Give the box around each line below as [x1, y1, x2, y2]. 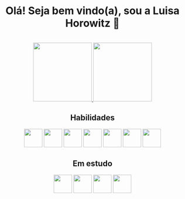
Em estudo [72, 158, 113, 168]
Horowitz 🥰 [65, 16, 120, 30]
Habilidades [70, 113, 115, 123]
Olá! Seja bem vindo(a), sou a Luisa [5, 4, 180, 18]
